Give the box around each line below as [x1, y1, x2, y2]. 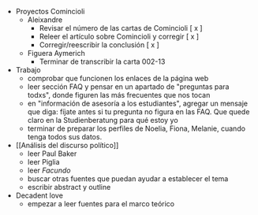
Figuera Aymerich [27, 49, 85, 57]
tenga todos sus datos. [27, 132, 103, 141]
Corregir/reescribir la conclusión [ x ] [39, 40, 159, 50]
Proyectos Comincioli [15, 7, 85, 16]
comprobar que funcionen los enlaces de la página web [27, 74, 209, 83]
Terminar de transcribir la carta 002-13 [39, 57, 166, 66]
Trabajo [15, 65, 41, 74]
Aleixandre [27, 15, 63, 24]
